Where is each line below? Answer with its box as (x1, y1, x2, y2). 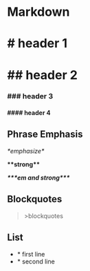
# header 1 (7, 36, 67, 52)
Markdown (7, 4, 70, 20)
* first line (16, 250, 45, 258)
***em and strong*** (7, 173, 70, 182)
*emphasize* (7, 147, 45, 155)
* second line (16, 257, 55, 265)
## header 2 (7, 67, 78, 83)
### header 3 (7, 91, 54, 101)
